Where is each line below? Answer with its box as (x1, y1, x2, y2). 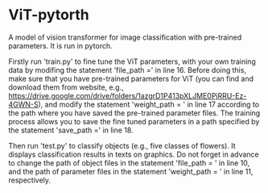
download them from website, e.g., (8, 82, 124, 92)
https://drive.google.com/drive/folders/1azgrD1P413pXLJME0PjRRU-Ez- (8, 90, 247, 100)
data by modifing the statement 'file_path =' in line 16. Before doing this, (8, 65, 247, 74)
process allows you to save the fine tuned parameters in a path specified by (8, 116, 260, 126)
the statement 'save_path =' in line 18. (8, 125, 134, 135)
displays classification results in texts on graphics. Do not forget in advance (8, 149, 259, 159)
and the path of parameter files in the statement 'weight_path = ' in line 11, (8, 166, 254, 176)
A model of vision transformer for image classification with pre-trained (8, 32, 242, 42)
